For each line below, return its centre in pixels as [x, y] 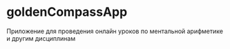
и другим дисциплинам [41, 38]
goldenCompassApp [67, 12]
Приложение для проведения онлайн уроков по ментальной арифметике [115, 31]
